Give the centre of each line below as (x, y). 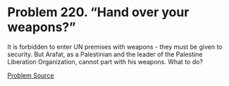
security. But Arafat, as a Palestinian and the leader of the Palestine (105, 54)
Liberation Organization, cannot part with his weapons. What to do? (105, 61)
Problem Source (31, 75)
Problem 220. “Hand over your (98, 12)
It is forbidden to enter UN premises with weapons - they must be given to (115, 47)
